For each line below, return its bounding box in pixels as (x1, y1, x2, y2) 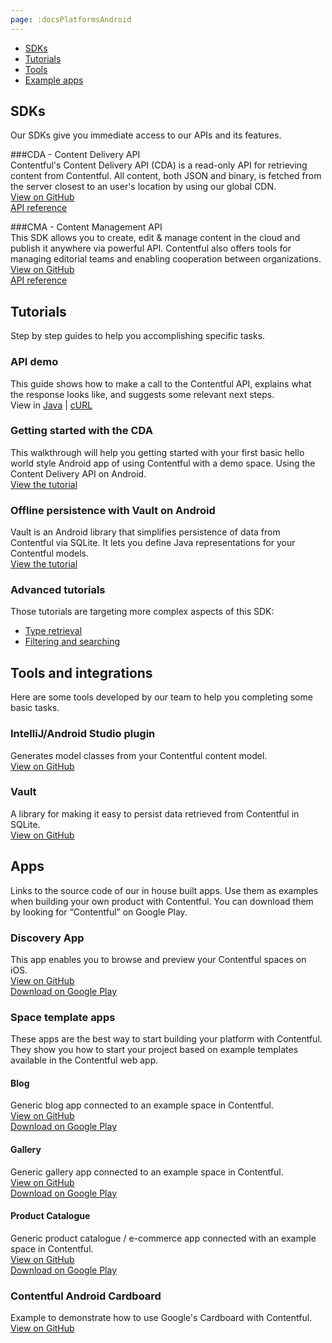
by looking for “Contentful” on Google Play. (10, 906, 188, 918)
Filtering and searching (24, 636, 121, 648)
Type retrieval (24, 625, 83, 637)
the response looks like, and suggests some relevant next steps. (10, 388, 275, 400)
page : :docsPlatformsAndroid (10, 14, 132, 25)
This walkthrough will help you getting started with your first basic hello (10, 446, 305, 458)
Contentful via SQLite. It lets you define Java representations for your (10, 537, 296, 549)
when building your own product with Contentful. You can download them (10, 895, 314, 907)
